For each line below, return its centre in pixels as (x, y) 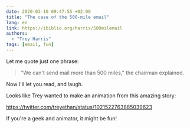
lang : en (17, 22)
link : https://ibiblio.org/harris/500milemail (64, 28)
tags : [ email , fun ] (30, 45)
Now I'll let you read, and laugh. (45, 84)
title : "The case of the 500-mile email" (58, 17)
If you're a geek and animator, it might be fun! (61, 118)
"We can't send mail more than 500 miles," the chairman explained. (102, 73)
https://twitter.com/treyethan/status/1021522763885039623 (79, 107)
